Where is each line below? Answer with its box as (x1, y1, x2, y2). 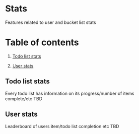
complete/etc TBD (5, 95, 43, 102)
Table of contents (5, 37, 79, 48)
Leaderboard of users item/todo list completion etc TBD (5, 123, 119, 129)
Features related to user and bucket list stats (5, 19, 96, 25)
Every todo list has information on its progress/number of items (5, 90, 135, 96)
